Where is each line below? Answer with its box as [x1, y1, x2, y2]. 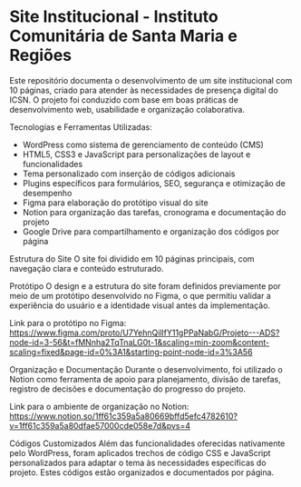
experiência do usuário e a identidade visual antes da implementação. [9, 300, 270, 311]
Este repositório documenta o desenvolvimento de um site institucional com [9, 75, 293, 85]
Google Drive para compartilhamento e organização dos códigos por [22, 225, 279, 237]
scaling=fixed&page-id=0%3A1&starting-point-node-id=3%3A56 [9, 346, 253, 357]
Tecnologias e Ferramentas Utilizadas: [9, 121, 152, 133]
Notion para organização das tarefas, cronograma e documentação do [22, 206, 286, 217]
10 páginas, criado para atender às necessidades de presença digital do [9, 84, 278, 95]
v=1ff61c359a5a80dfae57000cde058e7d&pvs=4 [9, 420, 191, 431]
